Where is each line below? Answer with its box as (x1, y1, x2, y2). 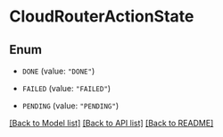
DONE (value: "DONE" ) (21, 65, 95, 76)
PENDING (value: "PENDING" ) (21, 100, 119, 111)
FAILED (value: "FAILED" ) (21, 83, 111, 93)
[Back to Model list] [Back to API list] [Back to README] (9, 118, 214, 128)
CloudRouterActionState (9, 6, 194, 27)
